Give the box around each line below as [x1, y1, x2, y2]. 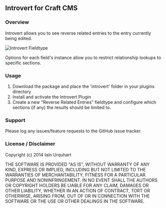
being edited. [5, 35, 32, 41]
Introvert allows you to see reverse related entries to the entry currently [5, 30, 152, 36]
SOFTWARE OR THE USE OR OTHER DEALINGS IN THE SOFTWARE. [5, 198, 145, 204]
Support [5, 116, 26, 123]
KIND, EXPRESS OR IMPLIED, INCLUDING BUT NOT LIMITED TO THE [5, 166, 146, 172]
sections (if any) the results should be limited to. [12, 104, 111, 110]
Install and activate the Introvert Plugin [12, 94, 91, 100]
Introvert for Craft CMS [5, 4, 78, 12]
